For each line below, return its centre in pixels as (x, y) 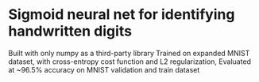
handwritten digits (70, 31)
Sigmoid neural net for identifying (122, 15)
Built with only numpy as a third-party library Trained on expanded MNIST (129, 53)
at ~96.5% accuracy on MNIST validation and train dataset (104, 69)
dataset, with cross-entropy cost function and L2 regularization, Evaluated (130, 61)
